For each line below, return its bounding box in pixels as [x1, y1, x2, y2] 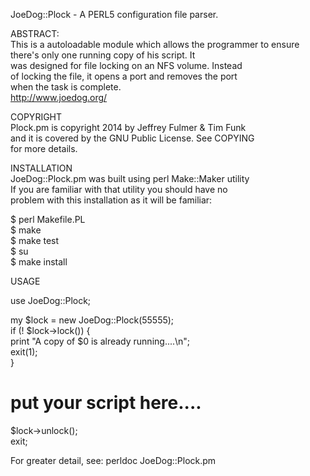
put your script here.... [10, 392, 202, 414]
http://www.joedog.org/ [10, 92, 108, 103]
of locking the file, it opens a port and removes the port [10, 70, 238, 82]
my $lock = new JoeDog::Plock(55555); [10, 314, 175, 326]
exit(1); [10, 346, 38, 358]
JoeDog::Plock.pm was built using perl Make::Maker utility [10, 173, 250, 184]
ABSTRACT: [10, 28, 60, 39]
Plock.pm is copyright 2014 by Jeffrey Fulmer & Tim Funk [10, 122, 247, 133]
